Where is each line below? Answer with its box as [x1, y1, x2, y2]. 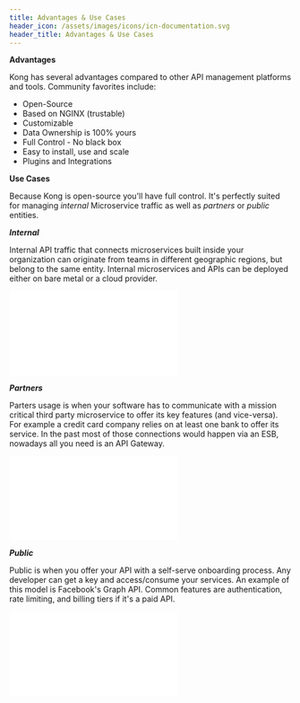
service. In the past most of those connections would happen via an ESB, [9, 428, 279, 440]
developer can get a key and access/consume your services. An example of [9, 575, 289, 585]
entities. [9, 210, 39, 221]
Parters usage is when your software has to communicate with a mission [9, 400, 278, 411]
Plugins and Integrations [21, 156, 113, 167]
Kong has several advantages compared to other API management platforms [9, 72, 292, 83]
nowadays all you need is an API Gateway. [9, 438, 166, 449]
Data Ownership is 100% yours [21, 127, 137, 138]
